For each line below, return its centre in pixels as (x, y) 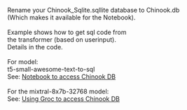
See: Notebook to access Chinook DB (62, 77)
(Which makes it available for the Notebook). (71, 17)
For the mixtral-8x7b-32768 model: (58, 91)
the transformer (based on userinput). (62, 40)
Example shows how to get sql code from (67, 32)
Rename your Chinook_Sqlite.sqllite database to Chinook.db (93, 10)
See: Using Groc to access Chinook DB (64, 99)
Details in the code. (35, 47)
